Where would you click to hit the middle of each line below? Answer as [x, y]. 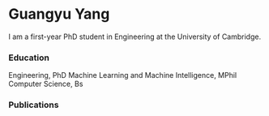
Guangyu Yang [59, 14]
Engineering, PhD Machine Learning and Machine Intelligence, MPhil [123, 75]
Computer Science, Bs [46, 84]
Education [29, 58]
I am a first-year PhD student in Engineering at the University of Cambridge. [135, 37]
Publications [34, 105]
